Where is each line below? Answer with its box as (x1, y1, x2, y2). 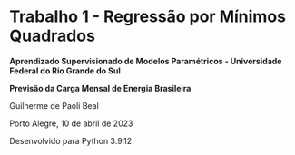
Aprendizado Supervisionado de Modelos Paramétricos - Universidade (9, 55, 282, 66)
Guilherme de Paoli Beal (9, 100, 100, 111)
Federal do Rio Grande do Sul (9, 65, 121, 76)
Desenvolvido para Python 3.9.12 (9, 135, 133, 146)
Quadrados (9, 25, 95, 46)
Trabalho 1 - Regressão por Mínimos (9, 6, 287, 27)
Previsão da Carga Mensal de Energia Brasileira (9, 82, 192, 93)
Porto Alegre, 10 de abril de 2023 (9, 118, 133, 129)
